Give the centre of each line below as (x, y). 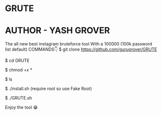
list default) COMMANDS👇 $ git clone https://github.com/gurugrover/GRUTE (81, 49)
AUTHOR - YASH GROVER (57, 31)
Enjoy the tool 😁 (21, 107)
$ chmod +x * (19, 70)
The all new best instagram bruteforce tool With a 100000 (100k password (79, 44)
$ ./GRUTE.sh (19, 98)
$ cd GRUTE (17, 60)
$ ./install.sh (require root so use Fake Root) (49, 89)
